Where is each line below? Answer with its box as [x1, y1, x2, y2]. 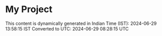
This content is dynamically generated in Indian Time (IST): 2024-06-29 [5, 20, 157, 26]
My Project [5, 4, 53, 15]
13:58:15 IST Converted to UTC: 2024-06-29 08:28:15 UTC [5, 25, 129, 31]
